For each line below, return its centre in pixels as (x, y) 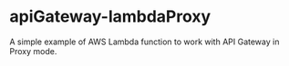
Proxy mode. (33, 51)
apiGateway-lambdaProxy (110, 17)
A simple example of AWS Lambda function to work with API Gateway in (144, 42)
